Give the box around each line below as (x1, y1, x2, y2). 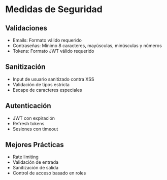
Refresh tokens (12, 120, 45, 126)
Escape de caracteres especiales (12, 87, 82, 93)
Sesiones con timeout (12, 126, 58, 132)
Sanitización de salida (12, 165, 58, 171)
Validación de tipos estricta (12, 81, 70, 87)
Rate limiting (12, 154, 39, 160)
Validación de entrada (12, 159, 59, 165)
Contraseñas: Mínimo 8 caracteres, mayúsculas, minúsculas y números (12, 43, 162, 49)
